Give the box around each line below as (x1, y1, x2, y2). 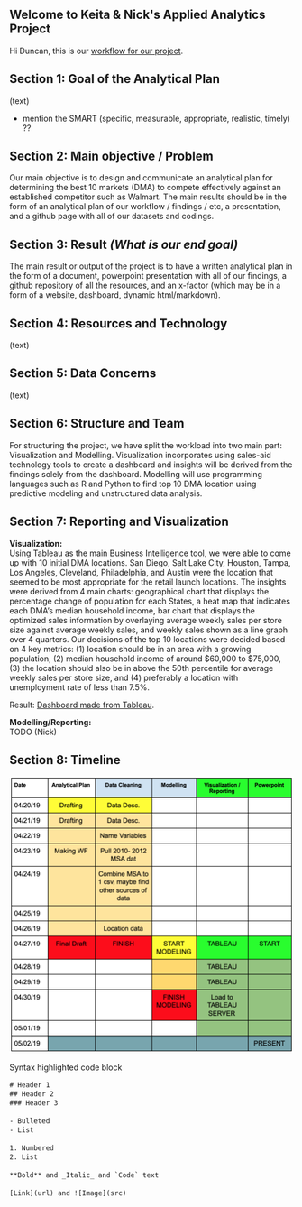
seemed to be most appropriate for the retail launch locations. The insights (9, 576, 287, 587)
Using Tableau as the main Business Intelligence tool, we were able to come (9, 548, 291, 558)
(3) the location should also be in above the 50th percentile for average (9, 662, 274, 673)
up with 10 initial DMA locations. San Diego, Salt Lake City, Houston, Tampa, (9, 557, 291, 567)
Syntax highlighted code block (9, 1062, 123, 1073)
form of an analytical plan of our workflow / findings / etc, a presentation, (9, 201, 281, 212)
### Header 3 (9, 1099, 59, 1108)
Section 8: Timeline (9, 752, 121, 768)
